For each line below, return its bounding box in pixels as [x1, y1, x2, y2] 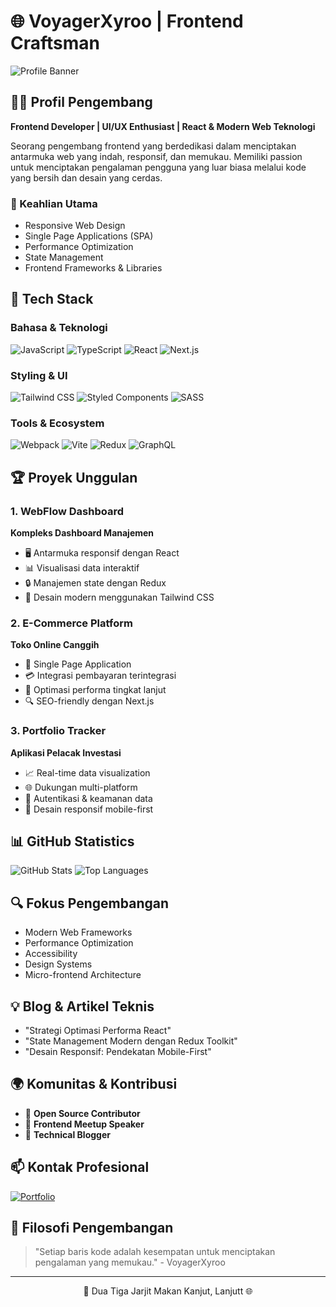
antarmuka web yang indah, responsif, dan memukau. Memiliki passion [10, 150, 303, 162]
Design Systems [24, 958, 93, 970]
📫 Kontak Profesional [10, 1159, 150, 1176]
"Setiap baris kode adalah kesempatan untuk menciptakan [34, 1246, 276, 1258]
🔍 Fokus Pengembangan [10, 895, 170, 912]
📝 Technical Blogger [24, 1128, 111, 1140]
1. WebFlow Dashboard [10, 504, 124, 518]
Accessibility [24, 948, 78, 960]
